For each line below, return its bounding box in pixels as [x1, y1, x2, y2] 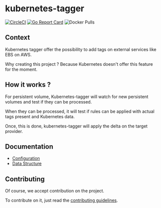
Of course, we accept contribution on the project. [5, 188, 104, 194]
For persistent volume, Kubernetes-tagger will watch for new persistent [5, 94, 149, 100]
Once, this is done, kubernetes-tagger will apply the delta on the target [5, 123, 148, 129]
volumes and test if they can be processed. [5, 99, 92, 104]
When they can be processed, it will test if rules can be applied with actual [5, 108, 155, 114]
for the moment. [5, 66, 38, 72]
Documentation [5, 142, 54, 151]
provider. [5, 128, 23, 134]
